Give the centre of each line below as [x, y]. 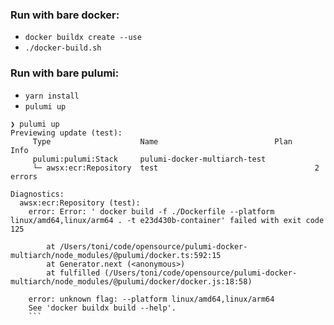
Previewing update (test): [66, 133]
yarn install [52, 96]
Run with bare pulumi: [65, 73]
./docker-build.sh [63, 48]
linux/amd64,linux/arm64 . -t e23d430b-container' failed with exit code [167, 220]
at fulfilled [73, 273]
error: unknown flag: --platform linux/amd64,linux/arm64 [151, 299]
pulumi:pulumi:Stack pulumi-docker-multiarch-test [149, 159]
